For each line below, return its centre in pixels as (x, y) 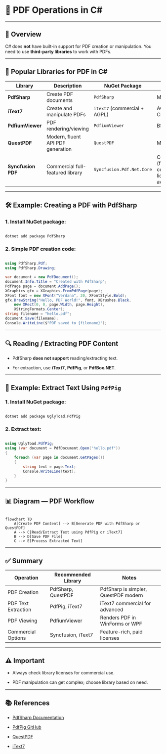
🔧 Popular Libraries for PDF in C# (56, 72)
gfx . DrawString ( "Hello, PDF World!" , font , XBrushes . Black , (68, 300)
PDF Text (18, 603)
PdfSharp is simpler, (124, 589)
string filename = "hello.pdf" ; (38, 314)
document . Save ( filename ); (32, 318)
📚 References (27, 703)
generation (59, 149)
